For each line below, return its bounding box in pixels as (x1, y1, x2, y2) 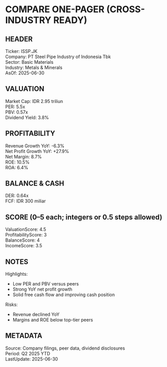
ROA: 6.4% (5, 164, 28, 170)
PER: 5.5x (5, 103, 25, 110)
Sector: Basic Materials (5, 59, 54, 65)
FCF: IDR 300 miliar (5, 198, 46, 204)
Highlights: (5, 271, 28, 277)
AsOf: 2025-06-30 (5, 70, 45, 76)
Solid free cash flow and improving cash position (12, 292, 115, 298)
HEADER (5, 35, 33, 43)
